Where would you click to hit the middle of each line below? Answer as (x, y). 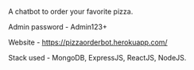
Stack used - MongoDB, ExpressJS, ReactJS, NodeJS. (97, 58)
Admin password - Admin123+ (58, 27)
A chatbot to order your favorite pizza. (71, 12)
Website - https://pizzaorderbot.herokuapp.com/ (88, 42)
